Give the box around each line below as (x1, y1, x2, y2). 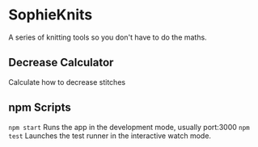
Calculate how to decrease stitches (8, 77, 126, 86)
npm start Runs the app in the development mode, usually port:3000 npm (8, 122, 250, 132)
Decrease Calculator (8, 56, 114, 69)
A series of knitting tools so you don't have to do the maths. (8, 32, 208, 42)
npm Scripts (8, 101, 71, 115)
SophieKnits (8, 6, 93, 24)
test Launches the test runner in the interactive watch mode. (8, 131, 212, 141)
